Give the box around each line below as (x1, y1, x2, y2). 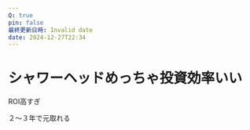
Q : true (8, 11, 34, 20)
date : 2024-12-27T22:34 (8, 33, 86, 42)
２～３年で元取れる (8, 114, 71, 123)
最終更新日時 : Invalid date (8, 26, 93, 34)
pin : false (8, 19, 44, 27)
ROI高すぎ (8, 97, 41, 107)
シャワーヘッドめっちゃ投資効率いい (8, 70, 243, 87)
